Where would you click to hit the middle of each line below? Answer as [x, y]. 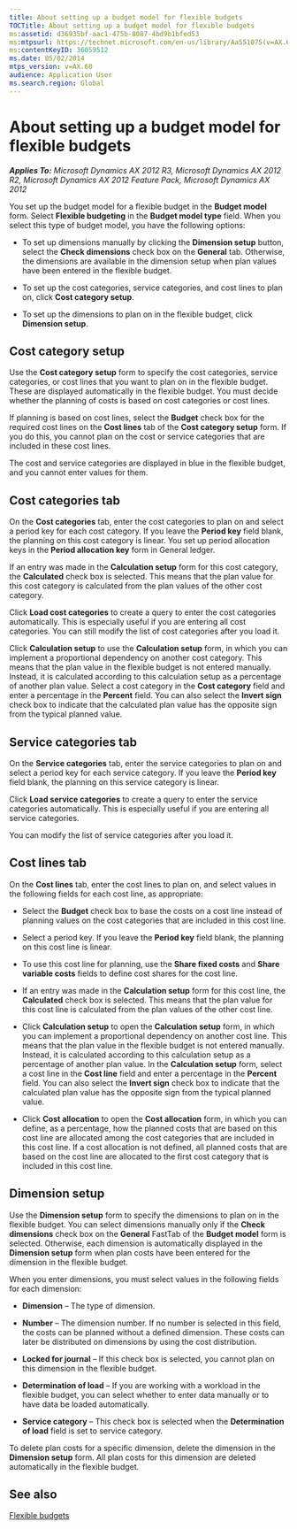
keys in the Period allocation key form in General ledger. [112, 550]
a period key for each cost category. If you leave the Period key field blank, [147, 531]
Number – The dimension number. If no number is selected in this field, [152, 1323]
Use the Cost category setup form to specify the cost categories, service [144, 373]
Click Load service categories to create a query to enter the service [133, 799]
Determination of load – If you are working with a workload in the [141, 1385]
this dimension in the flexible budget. [89, 1368]
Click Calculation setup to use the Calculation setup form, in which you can [148, 649]
